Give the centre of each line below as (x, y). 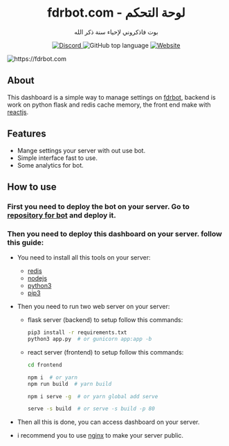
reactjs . (18, 111)
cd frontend (45, 365)
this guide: (26, 242)
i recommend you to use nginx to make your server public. (100, 436)
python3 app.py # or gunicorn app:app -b (90, 339)
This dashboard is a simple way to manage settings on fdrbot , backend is (111, 97)
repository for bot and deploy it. (62, 215)
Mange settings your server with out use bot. (81, 150)
